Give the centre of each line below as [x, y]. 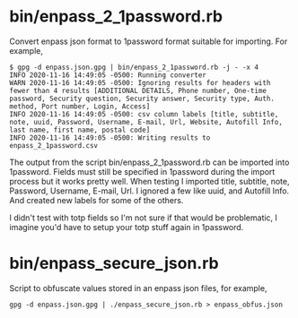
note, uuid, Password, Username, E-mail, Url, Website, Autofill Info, [146, 122]
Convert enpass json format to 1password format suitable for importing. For [149, 41]
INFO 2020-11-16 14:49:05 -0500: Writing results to [110, 138]
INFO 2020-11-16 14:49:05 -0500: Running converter [108, 75]
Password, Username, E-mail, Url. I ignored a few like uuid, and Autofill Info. [149, 191]
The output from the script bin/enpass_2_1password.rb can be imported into [149, 162]
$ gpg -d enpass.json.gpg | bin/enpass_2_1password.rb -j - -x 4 [134, 67]
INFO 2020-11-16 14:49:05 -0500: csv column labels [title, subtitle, [144, 114]
